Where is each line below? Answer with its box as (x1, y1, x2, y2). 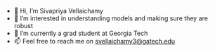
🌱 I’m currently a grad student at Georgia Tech (13, 29, 148, 37)
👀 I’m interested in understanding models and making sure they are (13, 14, 209, 22)
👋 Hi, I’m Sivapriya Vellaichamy (13, 7, 104, 15)
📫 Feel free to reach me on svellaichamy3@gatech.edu (13, 37, 176, 45)
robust (13, 22, 34, 30)
